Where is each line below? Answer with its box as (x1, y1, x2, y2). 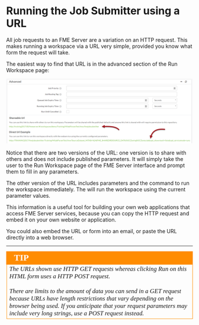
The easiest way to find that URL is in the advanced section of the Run (6, 60, 178, 67)
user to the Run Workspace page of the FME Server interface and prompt (6, 162, 185, 169)
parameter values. (6, 192, 50, 199)
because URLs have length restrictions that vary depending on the (9, 295, 174, 303)
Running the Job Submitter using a (6, 4, 180, 18)
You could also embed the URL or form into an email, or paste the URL (6, 228, 177, 235)
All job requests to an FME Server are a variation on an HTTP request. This (6, 36, 188, 43)
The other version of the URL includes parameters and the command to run (6, 179, 190, 187)
